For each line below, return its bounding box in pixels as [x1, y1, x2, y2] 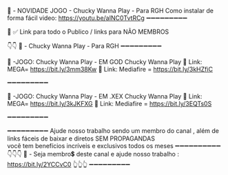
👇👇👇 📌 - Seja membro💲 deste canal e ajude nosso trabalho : [7, 150, 179, 158]
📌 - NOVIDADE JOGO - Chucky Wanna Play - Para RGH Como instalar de [7, 7, 214, 14]
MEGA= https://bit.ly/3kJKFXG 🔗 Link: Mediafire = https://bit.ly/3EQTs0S [7, 100, 212, 107]
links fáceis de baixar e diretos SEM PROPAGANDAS [7, 134, 155, 143]
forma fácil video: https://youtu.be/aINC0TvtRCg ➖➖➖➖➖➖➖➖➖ [7, 14, 188, 22]
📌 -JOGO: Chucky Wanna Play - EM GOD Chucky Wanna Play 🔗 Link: [7, 58, 203, 65]
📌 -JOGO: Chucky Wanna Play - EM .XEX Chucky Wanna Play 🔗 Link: [7, 92, 203, 100]
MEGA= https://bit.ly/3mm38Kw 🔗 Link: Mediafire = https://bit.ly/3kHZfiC [7, 65, 214, 73]
